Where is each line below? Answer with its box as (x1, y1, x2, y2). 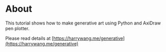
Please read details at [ (5, 35, 54, 41)
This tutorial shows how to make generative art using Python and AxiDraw (5, 20, 161, 26)
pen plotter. (5, 25, 30, 31)
